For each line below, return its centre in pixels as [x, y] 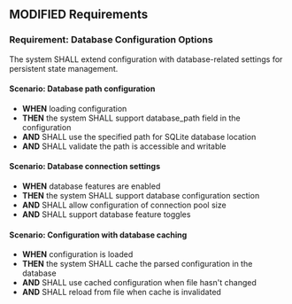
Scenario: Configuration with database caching [98, 235]
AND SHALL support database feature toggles [106, 214]
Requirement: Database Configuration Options [111, 40]
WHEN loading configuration [74, 108]
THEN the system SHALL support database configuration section [141, 196]
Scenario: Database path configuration [82, 89]
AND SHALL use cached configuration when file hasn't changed [139, 283]
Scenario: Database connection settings [85, 167]
